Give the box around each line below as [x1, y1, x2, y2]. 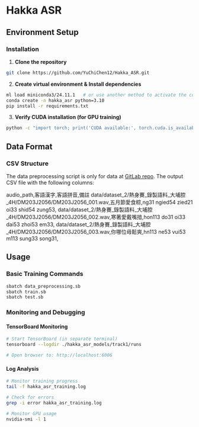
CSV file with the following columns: [6, 179, 95, 186]
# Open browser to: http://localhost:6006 [6, 352, 113, 358]
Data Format [6, 142, 53, 152]
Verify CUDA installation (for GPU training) [14, 114, 121, 121]
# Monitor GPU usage [6, 410, 57, 416]
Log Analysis [6, 365, 39, 372]
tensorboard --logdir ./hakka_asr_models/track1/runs [6, 342, 142, 348]
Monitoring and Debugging [6, 309, 85, 317]
